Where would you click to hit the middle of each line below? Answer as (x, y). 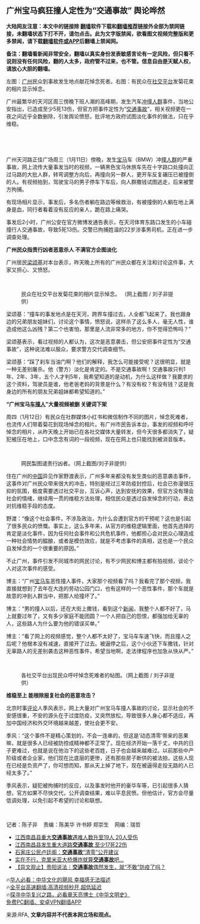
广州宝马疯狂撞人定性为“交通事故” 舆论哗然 (86, 11)
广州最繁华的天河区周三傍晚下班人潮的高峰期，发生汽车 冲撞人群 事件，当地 (97, 101)
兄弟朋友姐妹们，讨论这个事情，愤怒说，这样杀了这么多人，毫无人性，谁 (105, 321)
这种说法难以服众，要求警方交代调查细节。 (76, 349)
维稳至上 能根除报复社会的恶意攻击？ (51, 695)
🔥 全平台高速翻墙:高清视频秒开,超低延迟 (54, 887)
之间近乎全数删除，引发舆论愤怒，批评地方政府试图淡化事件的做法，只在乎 (102, 116)
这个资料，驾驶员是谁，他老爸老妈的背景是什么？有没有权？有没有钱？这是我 (100, 384)
